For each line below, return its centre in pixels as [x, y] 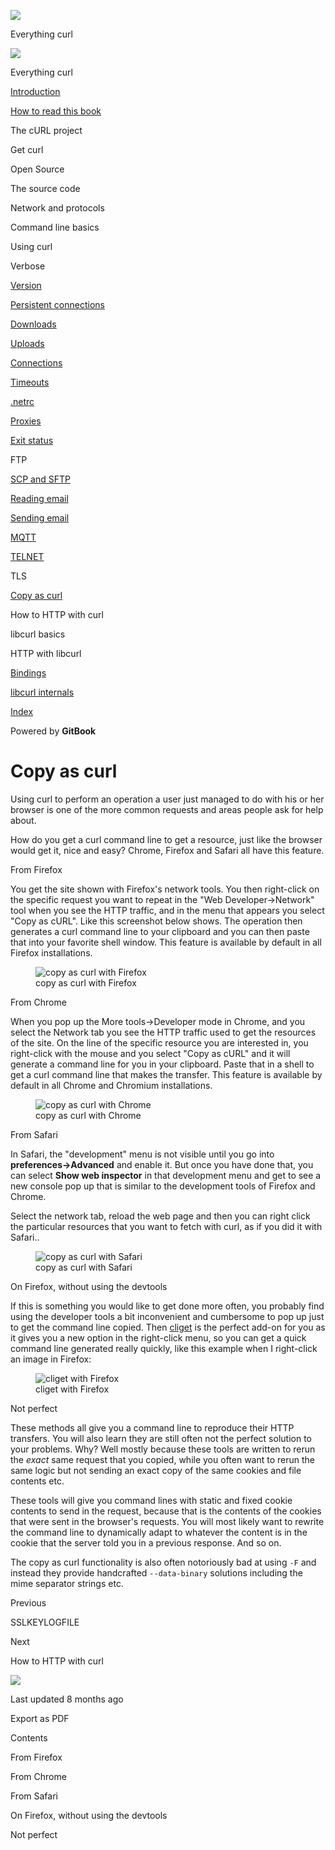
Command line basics [55, 227]
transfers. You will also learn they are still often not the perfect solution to [161, 1438]
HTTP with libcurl [46, 653]
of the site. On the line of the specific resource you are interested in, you [159, 1042]
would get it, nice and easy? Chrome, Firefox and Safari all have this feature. [167, 850]
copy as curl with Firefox [86, 982]
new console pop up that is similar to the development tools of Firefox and [163, 1186]
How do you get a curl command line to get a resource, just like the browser [166, 839]
